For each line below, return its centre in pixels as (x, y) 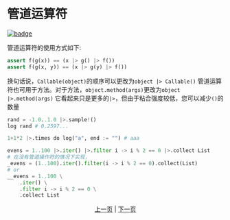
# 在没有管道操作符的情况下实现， (49, 157)
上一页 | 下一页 (115, 209)
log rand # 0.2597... (38, 126)
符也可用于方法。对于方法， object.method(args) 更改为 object (94, 89)
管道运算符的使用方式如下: (44, 47)
